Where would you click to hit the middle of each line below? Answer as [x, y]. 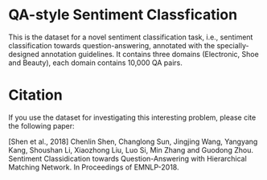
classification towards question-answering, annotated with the [112, 45]
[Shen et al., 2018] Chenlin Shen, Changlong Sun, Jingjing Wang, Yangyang [133, 141]
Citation [35, 95]
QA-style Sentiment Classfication [123, 15]
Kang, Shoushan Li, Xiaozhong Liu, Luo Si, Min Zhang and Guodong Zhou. [131, 149]
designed [24, 54]
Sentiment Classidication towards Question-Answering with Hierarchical [127, 158]
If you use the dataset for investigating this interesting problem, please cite [132, 117]
